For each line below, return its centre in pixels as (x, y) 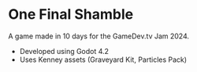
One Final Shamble (71, 14)
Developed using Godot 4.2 (64, 51)
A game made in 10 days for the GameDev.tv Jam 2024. (99, 36)
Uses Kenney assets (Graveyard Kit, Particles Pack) (103, 59)
